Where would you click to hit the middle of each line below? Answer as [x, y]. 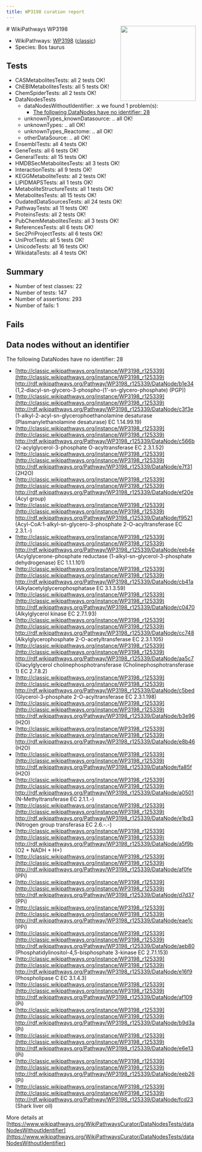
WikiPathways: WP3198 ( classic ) [55, 40]
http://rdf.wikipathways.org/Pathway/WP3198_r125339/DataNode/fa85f [103, 767]
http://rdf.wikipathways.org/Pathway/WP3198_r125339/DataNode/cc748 [104, 633]
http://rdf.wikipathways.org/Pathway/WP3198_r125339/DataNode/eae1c [104, 920]
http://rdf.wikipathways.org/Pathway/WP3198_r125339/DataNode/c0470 [105, 608]
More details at [25, 1118]
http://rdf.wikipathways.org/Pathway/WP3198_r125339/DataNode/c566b [105, 441]
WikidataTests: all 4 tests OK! [51, 253]
